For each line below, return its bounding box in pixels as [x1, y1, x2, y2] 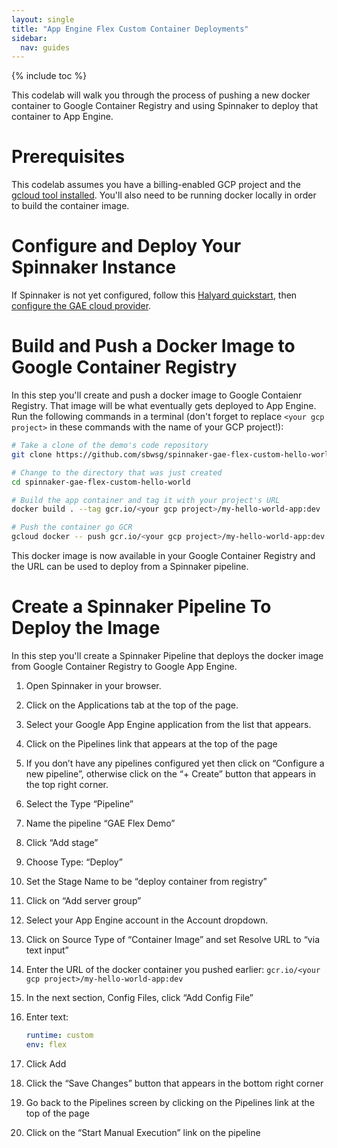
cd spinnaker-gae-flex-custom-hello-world [11, 477, 191, 487]
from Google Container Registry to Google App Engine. [11, 661, 238, 672]
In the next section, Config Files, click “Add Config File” [25, 992, 254, 1003]
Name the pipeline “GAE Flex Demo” [25, 817, 176, 829]
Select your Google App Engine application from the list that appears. [25, 719, 312, 730]
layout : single [11, 14, 75, 25]
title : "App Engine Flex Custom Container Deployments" [11, 24, 249, 34]
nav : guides [20, 42, 71, 53]
